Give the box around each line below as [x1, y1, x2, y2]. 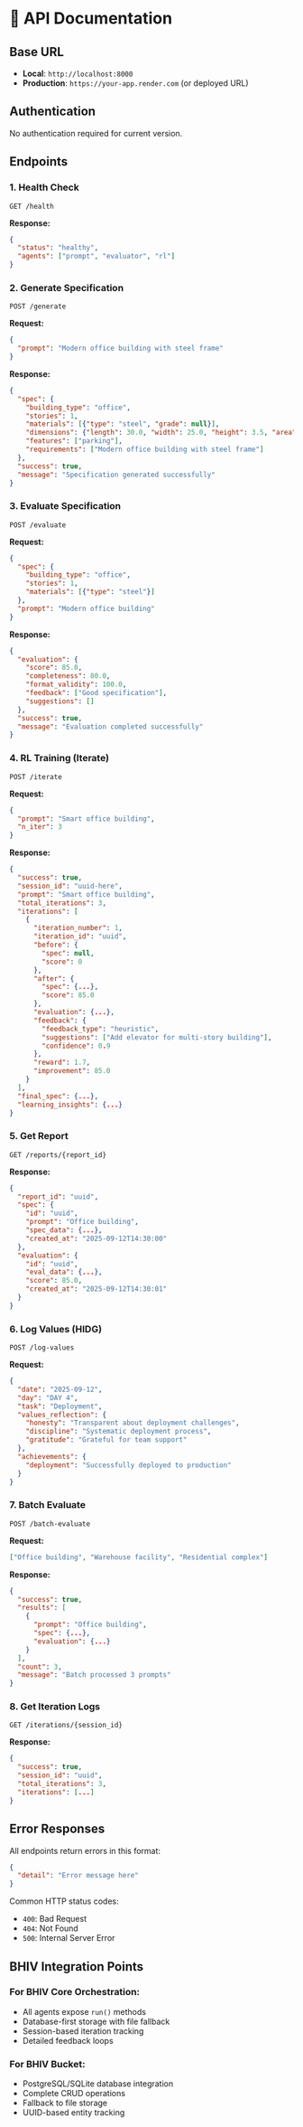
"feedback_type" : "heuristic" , [41, 1024, 160, 1033]
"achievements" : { [17, 1452, 87, 1461]
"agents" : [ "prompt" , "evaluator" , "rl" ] [17, 252, 176, 261]
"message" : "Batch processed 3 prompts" [17, 1671, 171, 1680]
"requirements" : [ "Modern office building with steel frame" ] [25, 445, 264, 455]
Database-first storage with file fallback [22, 2016, 170, 2027]
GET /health [9, 202, 54, 211]
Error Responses [9, 1821, 106, 1837]
